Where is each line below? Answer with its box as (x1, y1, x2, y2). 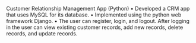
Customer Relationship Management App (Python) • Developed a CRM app (6, 5, 190, 12)
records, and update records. (6, 30, 78, 37)
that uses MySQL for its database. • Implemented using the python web (6, 11, 182, 18)
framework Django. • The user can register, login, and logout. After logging (6, 18, 190, 24)
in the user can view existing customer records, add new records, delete (6, 24, 184, 31)
